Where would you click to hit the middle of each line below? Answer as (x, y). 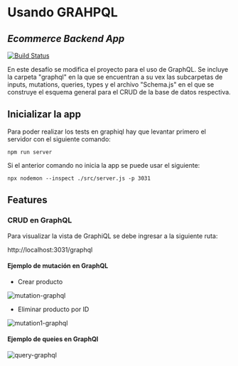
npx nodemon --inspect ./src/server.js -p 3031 (79, 178)
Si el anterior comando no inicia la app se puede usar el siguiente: (104, 165)
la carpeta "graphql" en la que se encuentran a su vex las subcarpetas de (115, 77)
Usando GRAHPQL (63, 12)
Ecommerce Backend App (66, 39)
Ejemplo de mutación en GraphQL (58, 266)
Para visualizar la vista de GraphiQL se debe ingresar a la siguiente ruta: (113, 236)
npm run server (30, 152)
